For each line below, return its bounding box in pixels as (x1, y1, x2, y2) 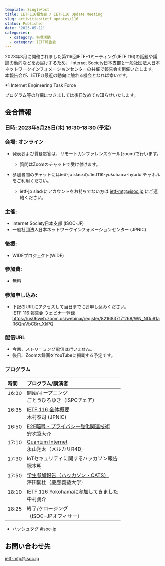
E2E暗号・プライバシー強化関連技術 (26, 423, 110, 430)
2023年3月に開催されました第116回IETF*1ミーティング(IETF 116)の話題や (5, 53, 153, 59)
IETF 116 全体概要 (26, 406, 70, 413)
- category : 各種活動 (9, 35, 51, 40)
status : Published (5, 21, 43, 26)
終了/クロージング (26, 505, 68, 512)
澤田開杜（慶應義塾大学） (26, 479, 86, 486)
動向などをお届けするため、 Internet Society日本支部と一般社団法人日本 (13, 60, 160, 66)
